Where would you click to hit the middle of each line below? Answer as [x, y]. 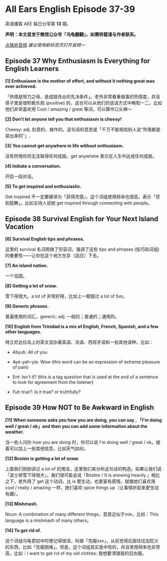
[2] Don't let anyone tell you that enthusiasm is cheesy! [64, 119]
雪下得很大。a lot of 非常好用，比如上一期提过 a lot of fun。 [66, 296]
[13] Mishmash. [22, 504]
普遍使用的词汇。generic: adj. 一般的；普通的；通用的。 [62, 316]
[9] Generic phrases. [27, 306]
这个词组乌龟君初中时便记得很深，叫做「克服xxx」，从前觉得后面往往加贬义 [82, 541]
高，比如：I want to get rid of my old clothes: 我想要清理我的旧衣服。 [76, 553]
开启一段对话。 [20, 176]
